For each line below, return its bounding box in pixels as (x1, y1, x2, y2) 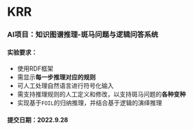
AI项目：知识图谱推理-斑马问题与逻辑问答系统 (7, 30, 159, 40)
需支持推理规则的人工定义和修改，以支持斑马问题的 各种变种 (16, 90, 186, 99)
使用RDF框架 (16, 64, 54, 73)
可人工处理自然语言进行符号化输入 (16, 81, 114, 90)
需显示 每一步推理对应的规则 (16, 73, 96, 81)
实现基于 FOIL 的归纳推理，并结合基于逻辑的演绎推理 (16, 99, 163, 107)
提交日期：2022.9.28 (7, 116, 69, 124)
